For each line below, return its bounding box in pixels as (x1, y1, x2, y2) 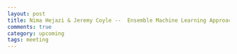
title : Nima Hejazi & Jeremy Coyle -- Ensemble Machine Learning (7, 17, 207, 24)
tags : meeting (7, 36, 49, 43)
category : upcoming (7, 29, 65, 37)
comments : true (7, 23, 52, 30)
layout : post (7, 10, 46, 18)
